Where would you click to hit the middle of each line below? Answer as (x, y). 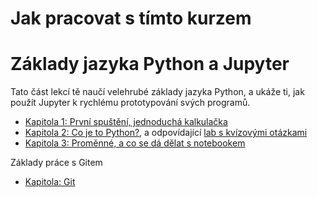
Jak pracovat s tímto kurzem (131, 18)
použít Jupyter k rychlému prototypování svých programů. (130, 103)
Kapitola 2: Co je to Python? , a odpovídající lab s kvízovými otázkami (166, 133)
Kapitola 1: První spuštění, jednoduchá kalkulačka (126, 122)
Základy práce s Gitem (56, 163)
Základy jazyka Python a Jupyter (150, 64)
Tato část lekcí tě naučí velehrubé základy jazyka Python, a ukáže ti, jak (157, 92)
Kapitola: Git (50, 182)
